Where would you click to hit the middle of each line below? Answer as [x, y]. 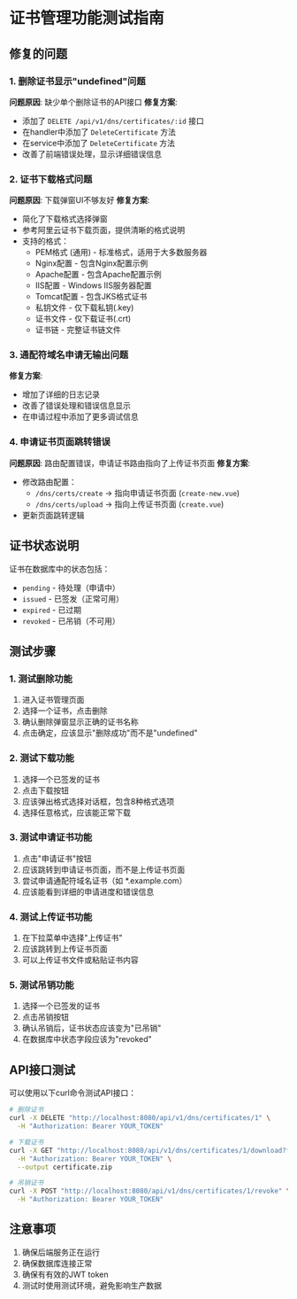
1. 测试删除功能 [41, 679]
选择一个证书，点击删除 [65, 711]
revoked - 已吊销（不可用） [71, 620]
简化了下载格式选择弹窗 [65, 219]
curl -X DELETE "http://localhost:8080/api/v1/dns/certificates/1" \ [140, 1118]
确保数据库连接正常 [57, 1263]
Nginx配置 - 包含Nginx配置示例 [91, 263]
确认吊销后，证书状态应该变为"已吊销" [91, 1028]
